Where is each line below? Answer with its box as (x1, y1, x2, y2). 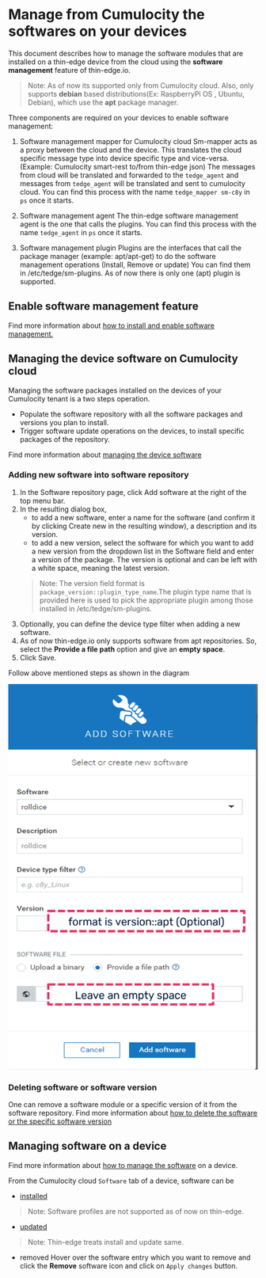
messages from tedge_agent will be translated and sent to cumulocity (19, 178, 245, 188)
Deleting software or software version (8, 1082, 158, 1093)
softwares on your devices (8, 22, 188, 40)
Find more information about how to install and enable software (8, 321, 215, 330)
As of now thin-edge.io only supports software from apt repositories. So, (19, 636, 257, 645)
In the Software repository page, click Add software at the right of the (19, 487, 247, 496)
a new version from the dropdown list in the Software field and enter (31, 546, 255, 556)
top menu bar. (19, 496, 66, 505)
